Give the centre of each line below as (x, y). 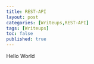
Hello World (21, 56)
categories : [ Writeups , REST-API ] (48, 23)
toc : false (20, 34)
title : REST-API (26, 12)
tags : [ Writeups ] (28, 28)
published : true (26, 39)
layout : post (22, 17)
